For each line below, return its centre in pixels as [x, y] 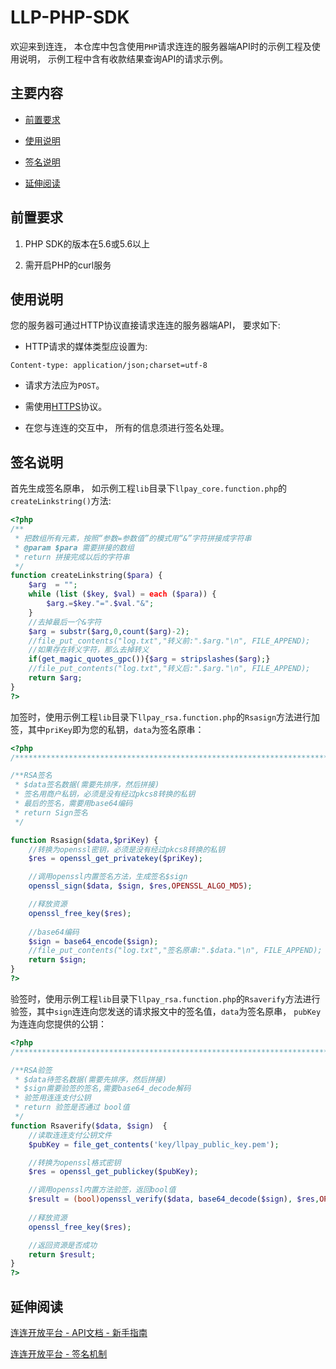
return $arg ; [55, 678]
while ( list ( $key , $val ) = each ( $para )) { [122, 594]
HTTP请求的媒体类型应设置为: [86, 347]
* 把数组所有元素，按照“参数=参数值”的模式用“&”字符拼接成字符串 [133, 538]
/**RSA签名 [31, 776]
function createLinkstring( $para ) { [86, 576]
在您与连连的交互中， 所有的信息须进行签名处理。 [127, 428]
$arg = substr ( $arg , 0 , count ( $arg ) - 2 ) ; [109, 631]
